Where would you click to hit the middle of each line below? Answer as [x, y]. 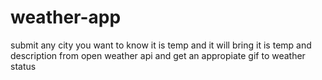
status [23, 66]
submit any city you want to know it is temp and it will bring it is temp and [161, 45]
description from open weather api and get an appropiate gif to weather [158, 55]
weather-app [66, 17]
